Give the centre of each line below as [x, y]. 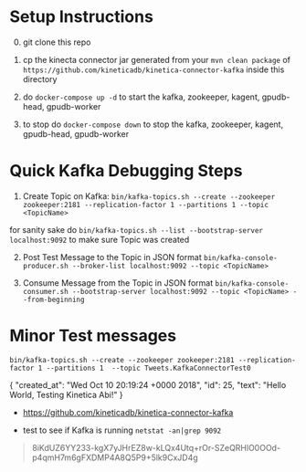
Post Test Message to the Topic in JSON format [112, 257]
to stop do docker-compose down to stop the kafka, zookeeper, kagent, [153, 124]
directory [40, 79]
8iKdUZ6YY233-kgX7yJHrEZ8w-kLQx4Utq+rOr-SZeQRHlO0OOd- [156, 447]
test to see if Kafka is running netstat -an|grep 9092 [122, 430]
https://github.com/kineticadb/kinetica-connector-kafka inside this [153, 69]
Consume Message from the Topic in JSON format [117, 283]
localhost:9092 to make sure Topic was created [100, 239]
